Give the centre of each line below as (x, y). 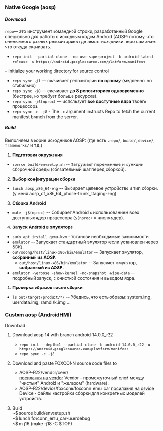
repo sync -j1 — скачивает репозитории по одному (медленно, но (82, 80)
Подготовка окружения (37, 155)
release (20, 62)
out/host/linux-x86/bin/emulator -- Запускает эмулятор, (78, 262)
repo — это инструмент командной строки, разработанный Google (74, 31)
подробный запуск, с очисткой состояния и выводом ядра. (74, 278)
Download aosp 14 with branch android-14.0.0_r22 (63, 335)
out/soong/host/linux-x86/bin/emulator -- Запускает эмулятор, (77, 252)
